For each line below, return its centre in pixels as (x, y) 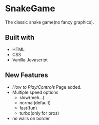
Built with (20, 37)
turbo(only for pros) (39, 113)
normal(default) (35, 102)
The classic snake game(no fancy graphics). (49, 22)
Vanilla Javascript (30, 60)
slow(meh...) (32, 97)
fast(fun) (28, 108)
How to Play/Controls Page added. (47, 87)
